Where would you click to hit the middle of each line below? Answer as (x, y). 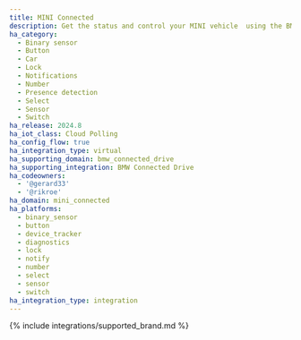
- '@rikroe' (40, 192)
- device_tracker (50, 234)
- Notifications (47, 76)
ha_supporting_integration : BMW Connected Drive (102, 167)
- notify (34, 259)
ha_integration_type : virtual (66, 150)
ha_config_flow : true (50, 142)
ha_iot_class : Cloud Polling (64, 134)
